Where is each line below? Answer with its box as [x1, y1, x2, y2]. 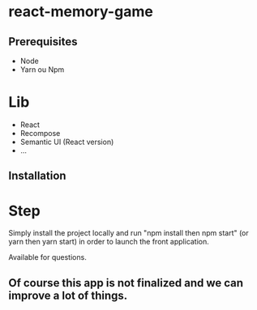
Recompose [19, 128, 61, 138]
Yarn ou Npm [19, 65, 65, 74]
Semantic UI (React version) [19, 137, 114, 147]
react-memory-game [8, 2, 154, 21]
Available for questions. [8, 253, 87, 262]
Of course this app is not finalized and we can [8, 276, 244, 290]
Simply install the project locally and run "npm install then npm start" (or [8, 228, 249, 238]
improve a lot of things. [8, 288, 128, 302]
